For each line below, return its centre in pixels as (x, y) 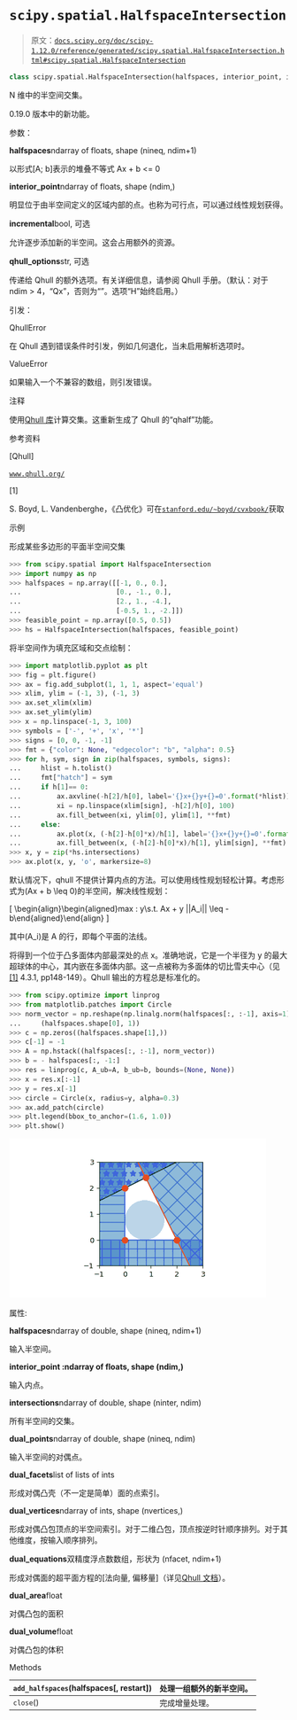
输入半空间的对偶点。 (48, 1457)
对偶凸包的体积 (36, 1650)
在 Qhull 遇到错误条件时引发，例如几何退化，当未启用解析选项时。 (129, 346)
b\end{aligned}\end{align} (57, 918)
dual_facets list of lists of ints (62, 1475)
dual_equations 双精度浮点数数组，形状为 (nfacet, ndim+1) (115, 1559)
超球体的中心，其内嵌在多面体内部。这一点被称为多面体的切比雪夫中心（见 (145, 967)
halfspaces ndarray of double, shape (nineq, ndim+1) (105, 1331)
